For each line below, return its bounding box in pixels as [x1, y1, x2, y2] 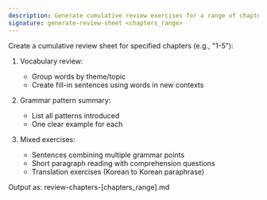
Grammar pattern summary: [19, 95, 111, 105]
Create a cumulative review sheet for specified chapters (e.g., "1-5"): [8, 40, 234, 50]
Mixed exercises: [19, 134, 75, 144]
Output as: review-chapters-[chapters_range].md [8, 182, 170, 191]
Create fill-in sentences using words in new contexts [31, 80, 204, 90]
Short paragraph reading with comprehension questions [31, 158, 216, 167]
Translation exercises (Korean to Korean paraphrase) [31, 167, 205, 176]
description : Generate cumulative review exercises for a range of [8, 11, 237, 20]
